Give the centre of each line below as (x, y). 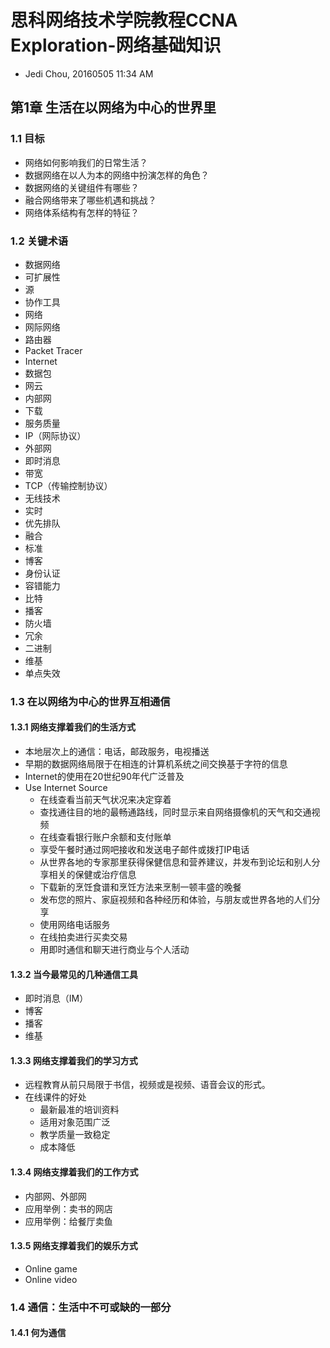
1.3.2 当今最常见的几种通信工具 (74, 974)
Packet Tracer (53, 350)
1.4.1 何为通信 (38, 1333)
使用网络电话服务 (75, 925)
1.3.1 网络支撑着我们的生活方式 (73, 727)
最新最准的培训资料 (79, 1110)
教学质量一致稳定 (75, 1135)
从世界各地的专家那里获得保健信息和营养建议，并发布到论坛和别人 (175, 862)
